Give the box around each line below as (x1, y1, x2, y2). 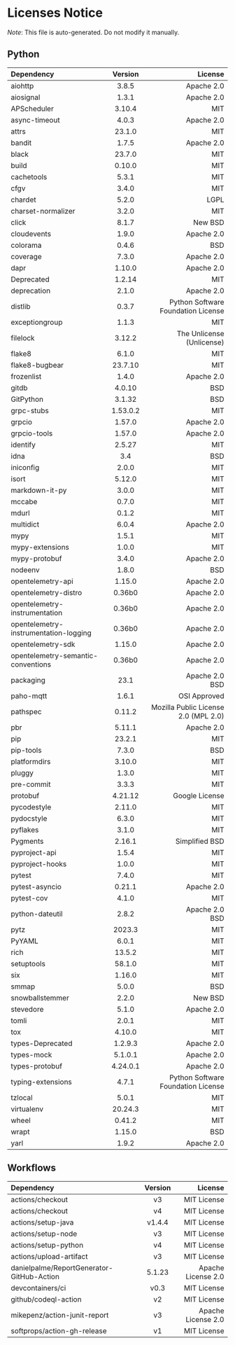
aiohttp (10, 81, 34, 90)
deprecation (10, 286, 51, 295)
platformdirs (10, 756, 51, 766)
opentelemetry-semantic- (10, 650, 98, 660)
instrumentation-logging (10, 628, 92, 638)
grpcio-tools (10, 428, 53, 438)
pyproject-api (10, 847, 57, 857)
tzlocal (10, 1092, 33, 1102)
